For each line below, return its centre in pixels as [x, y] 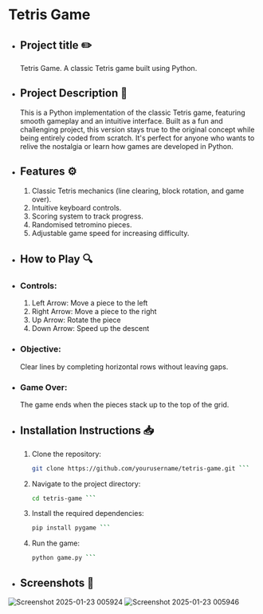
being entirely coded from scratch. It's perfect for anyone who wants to [137, 138]
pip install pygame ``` [71, 528]
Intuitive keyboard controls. [77, 207]
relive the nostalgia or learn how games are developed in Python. [126, 146]
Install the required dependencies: [88, 514]
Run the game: [55, 543]
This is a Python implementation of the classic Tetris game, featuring [132, 112]
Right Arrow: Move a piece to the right [94, 312]
